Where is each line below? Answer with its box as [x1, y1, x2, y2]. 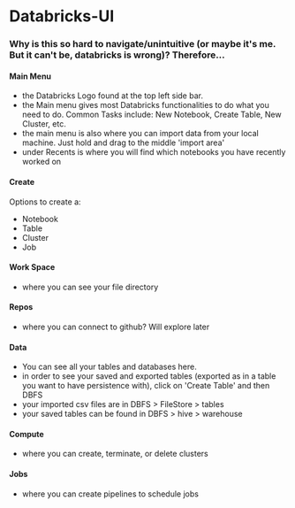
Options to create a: [9, 196, 81, 207]
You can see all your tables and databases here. [21, 361, 197, 373]
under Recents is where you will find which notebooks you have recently [21, 147, 286, 158]
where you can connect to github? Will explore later [21, 321, 210, 332]
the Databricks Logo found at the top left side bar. [21, 90, 203, 101]
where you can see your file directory [21, 281, 159, 292]
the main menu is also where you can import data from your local [21, 128, 259, 139]
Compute [9, 428, 44, 439]
